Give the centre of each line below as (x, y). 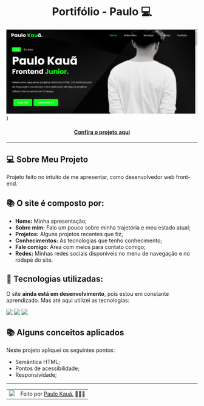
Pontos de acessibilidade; (47, 368)
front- (183, 177)
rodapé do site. (34, 260)
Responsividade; (36, 375)
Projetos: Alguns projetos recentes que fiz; (69, 234)
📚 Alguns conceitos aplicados (65, 332)
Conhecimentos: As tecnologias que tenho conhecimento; (89, 240)
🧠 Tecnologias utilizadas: (55, 279)
